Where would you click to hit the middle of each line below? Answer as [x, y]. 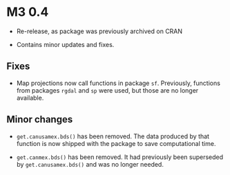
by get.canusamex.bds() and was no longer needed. [90, 164]
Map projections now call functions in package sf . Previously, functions [118, 83]
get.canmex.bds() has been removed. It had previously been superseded [120, 157]
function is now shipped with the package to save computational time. [116, 143]
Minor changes [40, 119]
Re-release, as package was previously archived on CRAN [99, 31]
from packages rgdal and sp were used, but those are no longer [107, 90]
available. [30, 98]
